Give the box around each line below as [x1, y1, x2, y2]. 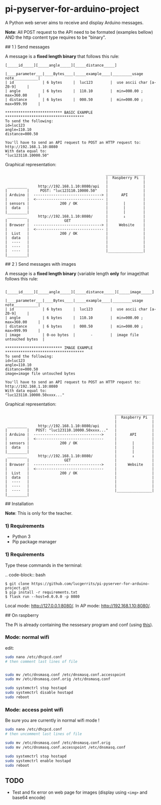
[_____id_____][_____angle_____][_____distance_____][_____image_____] [5, 289, 154, 295]
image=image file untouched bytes [5, 371, 76, 376]
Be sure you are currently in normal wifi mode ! [5, 717, 100, 724]
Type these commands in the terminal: [5, 562, 83, 568]
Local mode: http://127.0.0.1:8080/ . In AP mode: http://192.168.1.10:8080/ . [5, 603, 151, 608]
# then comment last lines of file [5, 659, 78, 664]
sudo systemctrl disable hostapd [5, 690, 73, 695]
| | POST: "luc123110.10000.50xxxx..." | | [5, 428, 154, 432]
